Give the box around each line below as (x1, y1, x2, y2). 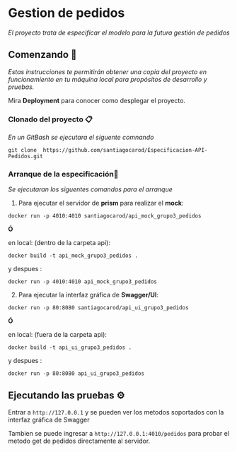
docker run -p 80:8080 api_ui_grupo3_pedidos (8, 370, 144, 377)
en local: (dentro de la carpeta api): (8, 239, 110, 247)
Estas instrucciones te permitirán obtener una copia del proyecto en (8, 67, 207, 76)
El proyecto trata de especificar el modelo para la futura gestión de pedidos (8, 28, 230, 37)
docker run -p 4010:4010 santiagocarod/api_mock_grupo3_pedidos (8, 213, 202, 220)
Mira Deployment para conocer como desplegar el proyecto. (8, 96, 186, 105)
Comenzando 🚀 (8, 49, 77, 61)
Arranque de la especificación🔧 (8, 169, 119, 179)
